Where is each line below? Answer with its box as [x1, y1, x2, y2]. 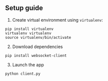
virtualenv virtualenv [5, 30, 52, 36]
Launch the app [12, 61, 44, 68]
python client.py [5, 71, 41, 76]
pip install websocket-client [5, 53, 67, 58]
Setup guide [5, 4, 43, 12]
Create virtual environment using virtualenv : [12, 17, 103, 23]
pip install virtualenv [5, 27, 54, 31]
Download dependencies [12, 44, 63, 50]
